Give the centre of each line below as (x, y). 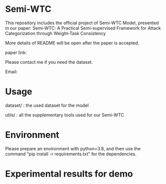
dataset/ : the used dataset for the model (47, 105)
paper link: (16, 52)
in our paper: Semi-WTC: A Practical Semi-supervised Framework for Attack (83, 28)
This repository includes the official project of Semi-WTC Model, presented (82, 23)
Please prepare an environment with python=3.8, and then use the (73, 148)
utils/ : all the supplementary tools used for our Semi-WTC (65, 115)
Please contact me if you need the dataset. (49, 62)
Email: (11, 71)
